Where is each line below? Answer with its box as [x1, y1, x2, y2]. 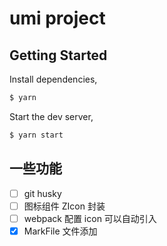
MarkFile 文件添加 [23, 225, 98, 237]
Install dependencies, [9, 73, 98, 85]
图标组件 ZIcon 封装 [23, 200, 106, 212]
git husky [23, 187, 62, 199]
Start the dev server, [9, 110, 94, 122]
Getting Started [9, 47, 108, 64]
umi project [9, 7, 106, 30]
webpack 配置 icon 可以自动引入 [23, 212, 157, 224]
